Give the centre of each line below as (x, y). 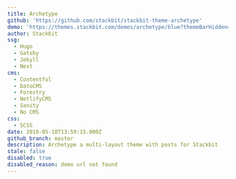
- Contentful (33, 79)
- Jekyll (26, 60)
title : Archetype (33, 14)
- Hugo (23, 47)
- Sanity (26, 106)
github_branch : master (40, 138)
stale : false (26, 152)
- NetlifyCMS (33, 99)
